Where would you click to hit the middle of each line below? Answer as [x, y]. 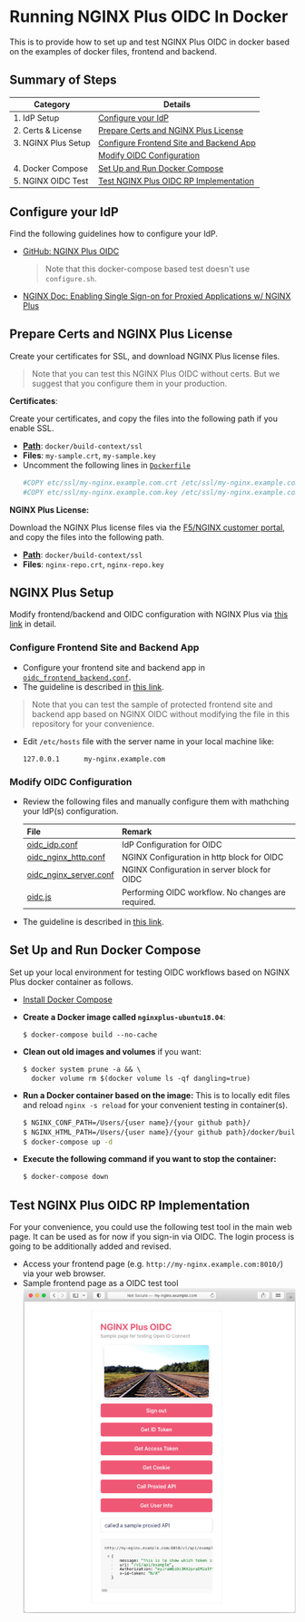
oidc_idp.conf [53, 844]
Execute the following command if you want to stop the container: [149, 1159]
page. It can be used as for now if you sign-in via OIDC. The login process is [152, 1237]
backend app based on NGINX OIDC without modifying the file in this [161, 713]
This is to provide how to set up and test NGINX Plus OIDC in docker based [150, 42]
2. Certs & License [48, 130]
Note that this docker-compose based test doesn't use [148, 269]
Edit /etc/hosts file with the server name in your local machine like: [148, 741]
